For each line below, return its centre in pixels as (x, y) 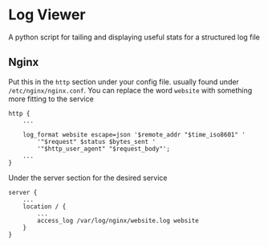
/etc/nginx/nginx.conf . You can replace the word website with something (130, 90)
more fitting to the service (51, 99)
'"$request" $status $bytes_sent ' (97, 141)
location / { (45, 207)
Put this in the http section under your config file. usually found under (124, 81)
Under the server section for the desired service (88, 178)
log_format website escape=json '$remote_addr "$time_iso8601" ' (134, 134)
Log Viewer (47, 15)
